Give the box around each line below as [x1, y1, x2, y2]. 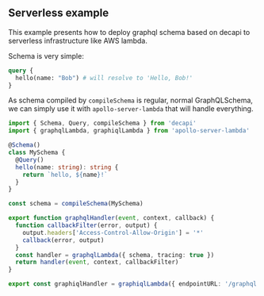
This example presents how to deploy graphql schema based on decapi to [8, 27, 251, 37]
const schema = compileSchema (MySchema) [8, 200, 144, 208]
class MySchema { [8, 148, 66, 157]
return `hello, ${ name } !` [22, 171, 109, 179]
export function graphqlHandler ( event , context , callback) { [8, 214, 215, 222]
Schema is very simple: [8, 51, 85, 60]
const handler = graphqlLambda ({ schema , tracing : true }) [15, 251, 215, 259]
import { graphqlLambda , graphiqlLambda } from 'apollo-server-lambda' [8, 127, 250, 135]
